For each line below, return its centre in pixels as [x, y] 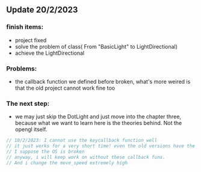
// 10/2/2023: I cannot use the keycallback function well [82, 141]
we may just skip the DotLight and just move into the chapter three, [98, 117]
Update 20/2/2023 [42, 10]
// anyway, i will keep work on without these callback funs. [86, 157]
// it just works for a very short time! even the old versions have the [101, 146]
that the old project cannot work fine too [65, 88]
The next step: [28, 103]
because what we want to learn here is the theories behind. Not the [98, 123]
